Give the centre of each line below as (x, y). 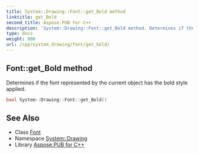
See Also (23, 118)
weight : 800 (21, 39)
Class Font (28, 132)
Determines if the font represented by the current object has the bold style (97, 83)
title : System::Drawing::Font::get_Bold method (66, 12)
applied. (16, 89)
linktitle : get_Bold (32, 17)
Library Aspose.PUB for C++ (49, 145)
